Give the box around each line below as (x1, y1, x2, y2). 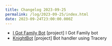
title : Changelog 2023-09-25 (5, 7, 66, 12)
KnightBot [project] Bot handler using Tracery (12, 35, 107, 41)
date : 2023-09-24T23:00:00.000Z (5, 16, 73, 21)
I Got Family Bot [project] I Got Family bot (12, 30, 98, 36)
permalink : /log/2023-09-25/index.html (5, 12, 89, 17)
